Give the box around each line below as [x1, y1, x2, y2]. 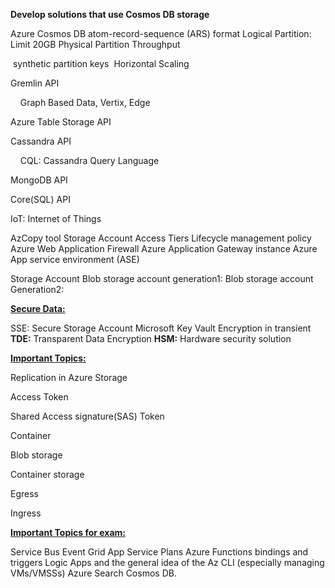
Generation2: [10, 284, 65, 295]
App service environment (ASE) [10, 254, 140, 265]
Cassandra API [10, 135, 72, 147]
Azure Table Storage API [10, 116, 112, 128]
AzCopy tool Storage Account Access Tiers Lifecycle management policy [10, 232, 312, 244]
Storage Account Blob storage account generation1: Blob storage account [10, 273, 314, 284]
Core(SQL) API [10, 194, 71, 205]
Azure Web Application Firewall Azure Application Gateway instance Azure [10, 243, 318, 254]
